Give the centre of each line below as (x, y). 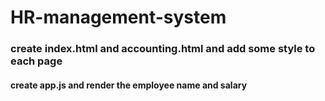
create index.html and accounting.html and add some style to (163, 49)
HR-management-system (118, 17)
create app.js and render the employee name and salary (129, 85)
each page (36, 61)
